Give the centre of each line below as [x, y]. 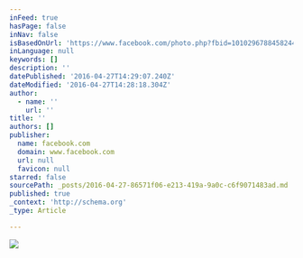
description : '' [40, 69]
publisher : [30, 135]
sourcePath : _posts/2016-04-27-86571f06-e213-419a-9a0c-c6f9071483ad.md [149, 186]
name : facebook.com [54, 143]
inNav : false [34, 34]
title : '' [28, 118]
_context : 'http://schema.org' [68, 203]
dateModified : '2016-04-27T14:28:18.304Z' [90, 85]
